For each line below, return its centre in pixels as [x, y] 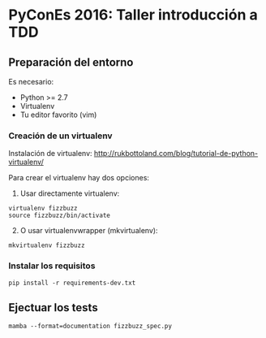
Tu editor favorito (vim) [58, 115]
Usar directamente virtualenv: [70, 193]
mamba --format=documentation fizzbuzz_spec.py [90, 327]
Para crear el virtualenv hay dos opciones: [79, 178]
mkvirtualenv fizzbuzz [47, 245]
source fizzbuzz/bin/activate [60, 216]
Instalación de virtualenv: [50, 154]
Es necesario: [31, 82]
